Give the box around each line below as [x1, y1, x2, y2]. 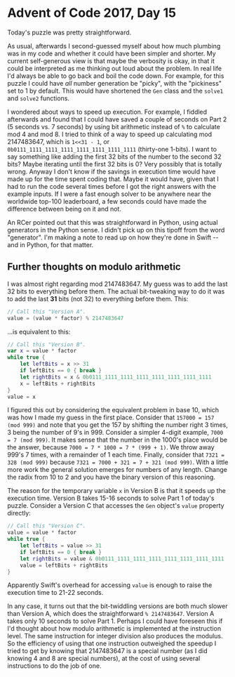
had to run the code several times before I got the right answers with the [7, 182, 216, 190]
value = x [7, 393, 36, 400]
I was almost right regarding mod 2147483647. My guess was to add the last [7, 280, 228, 288]
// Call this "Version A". [7, 308, 86, 315]
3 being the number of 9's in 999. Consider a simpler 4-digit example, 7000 [7, 428, 224, 437]
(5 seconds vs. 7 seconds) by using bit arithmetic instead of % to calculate [7, 122, 221, 131]
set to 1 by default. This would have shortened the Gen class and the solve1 [7, 86, 224, 95]
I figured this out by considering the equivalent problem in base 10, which [7, 406, 220, 414]
